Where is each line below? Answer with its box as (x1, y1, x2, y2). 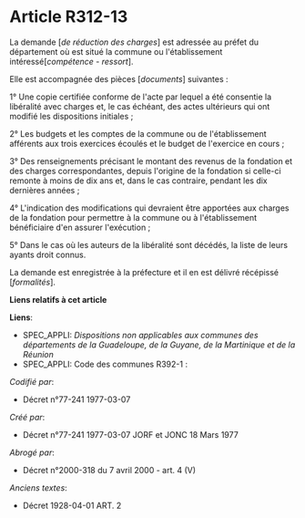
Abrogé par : (9, 447, 55, 458)
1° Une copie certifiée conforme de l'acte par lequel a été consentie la (9, 91, 272, 102)
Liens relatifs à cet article (9, 294, 107, 305)
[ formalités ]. (9, 276, 56, 287)
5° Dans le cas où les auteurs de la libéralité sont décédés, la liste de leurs (9, 239, 289, 250)
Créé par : (9, 411, 46, 422)
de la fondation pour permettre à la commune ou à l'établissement (9, 212, 258, 223)
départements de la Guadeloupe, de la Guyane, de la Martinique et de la (22, 339, 296, 350)
